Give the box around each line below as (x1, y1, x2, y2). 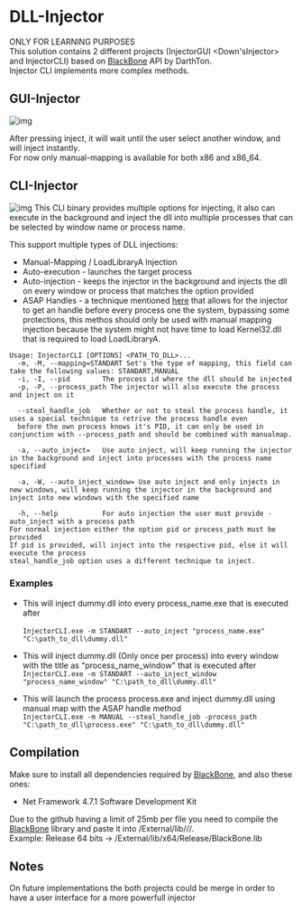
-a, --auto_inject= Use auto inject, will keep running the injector (17, 446, 293, 455)
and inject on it (9, 390, 75, 400)
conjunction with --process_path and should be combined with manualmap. (9, 429, 293, 439)
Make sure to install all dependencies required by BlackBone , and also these (9, 768, 293, 779)
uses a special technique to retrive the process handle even (9, 414, 248, 423)
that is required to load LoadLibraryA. (22, 333, 160, 344)
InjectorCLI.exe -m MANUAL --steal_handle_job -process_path (22, 712, 258, 721)
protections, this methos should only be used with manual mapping (22, 314, 272, 324)
